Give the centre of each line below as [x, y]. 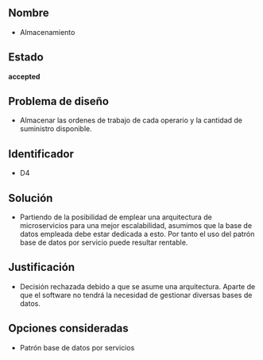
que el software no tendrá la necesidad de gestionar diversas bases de [136, 295]
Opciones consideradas [68, 329]
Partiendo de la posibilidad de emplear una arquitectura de [116, 217]
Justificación [42, 267]
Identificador [41, 154]
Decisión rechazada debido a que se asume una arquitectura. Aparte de [137, 286]
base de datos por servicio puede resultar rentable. [104, 242]
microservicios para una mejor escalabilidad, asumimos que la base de [136, 226]
